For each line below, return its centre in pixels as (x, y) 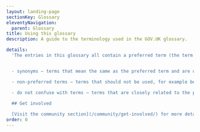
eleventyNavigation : (32, 22)
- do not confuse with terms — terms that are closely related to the (101, 92)
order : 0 (17, 120)
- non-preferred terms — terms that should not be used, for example (99, 82)
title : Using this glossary (41, 34)
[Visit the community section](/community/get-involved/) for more (97, 114)
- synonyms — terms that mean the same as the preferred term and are (101, 71)
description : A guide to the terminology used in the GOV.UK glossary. (97, 39)
